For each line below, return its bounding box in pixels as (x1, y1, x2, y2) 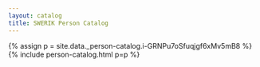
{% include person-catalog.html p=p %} (8, 49, 140, 59)
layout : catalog (8, 11, 62, 20)
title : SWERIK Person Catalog (8, 19, 109, 27)
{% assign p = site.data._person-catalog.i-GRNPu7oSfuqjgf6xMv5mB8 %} (8, 41, 253, 50)
